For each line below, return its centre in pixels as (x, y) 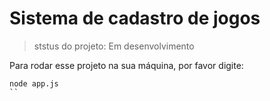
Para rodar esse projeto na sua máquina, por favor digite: (126, 65)
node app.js (34, 83)
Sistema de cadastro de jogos (135, 18)
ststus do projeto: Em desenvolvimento (114, 46)
